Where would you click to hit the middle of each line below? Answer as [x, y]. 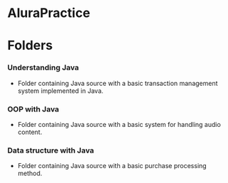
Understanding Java [43, 67]
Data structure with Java [51, 150]
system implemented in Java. [60, 91]
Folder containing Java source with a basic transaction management [118, 83]
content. [30, 132]
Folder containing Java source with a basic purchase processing [112, 166]
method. [30, 173]
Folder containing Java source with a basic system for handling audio [119, 124]
